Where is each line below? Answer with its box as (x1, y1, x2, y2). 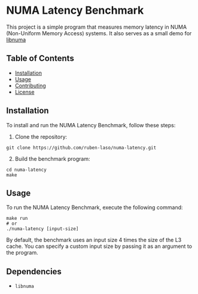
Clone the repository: (14, 133, 68, 140)
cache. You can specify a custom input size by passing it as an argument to (6, 243, 193, 250)
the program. (6, 249, 38, 256)
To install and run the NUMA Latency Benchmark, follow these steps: (6, 121, 176, 128)
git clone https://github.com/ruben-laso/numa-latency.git (6, 145, 157, 151)
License (14, 88, 35, 96)
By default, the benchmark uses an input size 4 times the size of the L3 (6, 237, 182, 244)
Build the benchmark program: (14, 155, 91, 162)
